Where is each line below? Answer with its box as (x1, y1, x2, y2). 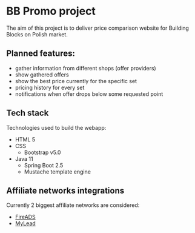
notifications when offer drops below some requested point (15, 90, 164, 98)
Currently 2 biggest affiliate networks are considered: (6, 201, 140, 209)
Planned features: (6, 49, 76, 59)
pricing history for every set (15, 84, 85, 91)
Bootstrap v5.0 (24, 149, 61, 156)
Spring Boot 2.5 (24, 161, 64, 169)
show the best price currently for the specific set (15, 77, 137, 84)
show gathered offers (15, 71, 69, 78)
